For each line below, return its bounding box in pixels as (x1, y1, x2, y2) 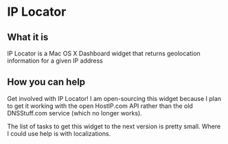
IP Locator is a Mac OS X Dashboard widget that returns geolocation (7, 49, 201, 57)
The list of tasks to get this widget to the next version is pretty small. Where (7, 122, 221, 130)
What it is (7, 31, 49, 43)
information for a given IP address (7, 57, 103, 65)
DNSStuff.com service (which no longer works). (7, 109, 142, 117)
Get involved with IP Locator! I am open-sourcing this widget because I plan (7, 94, 222, 102)
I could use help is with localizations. (7, 129, 111, 137)
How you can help (7, 76, 86, 88)
